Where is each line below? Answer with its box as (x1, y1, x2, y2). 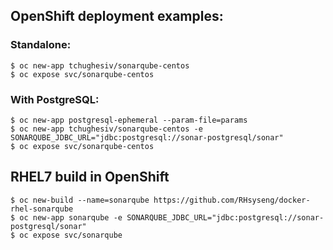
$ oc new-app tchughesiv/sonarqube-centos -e (10, 124, 203, 134)
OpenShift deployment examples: (10, 8, 224, 25)
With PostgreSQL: (10, 92, 100, 106)
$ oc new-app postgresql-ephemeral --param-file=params (10, 115, 248, 125)
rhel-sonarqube (10, 204, 74, 214)
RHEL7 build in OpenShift (10, 169, 170, 186)
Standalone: (10, 38, 72, 52)
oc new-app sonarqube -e (19, 212, 123, 223)
